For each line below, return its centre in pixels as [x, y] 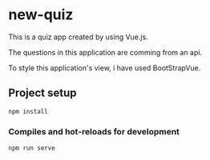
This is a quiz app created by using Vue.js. [78, 37]
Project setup [43, 93]
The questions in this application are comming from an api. [105, 52]
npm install [28, 111]
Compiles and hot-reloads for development [94, 131]
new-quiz [41, 15]
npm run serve [32, 148]
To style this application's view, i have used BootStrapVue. [105, 68]
